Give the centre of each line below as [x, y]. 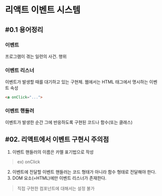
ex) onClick [28, 162]
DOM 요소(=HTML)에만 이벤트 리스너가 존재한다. [59, 178]
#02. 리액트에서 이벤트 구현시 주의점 [57, 139]
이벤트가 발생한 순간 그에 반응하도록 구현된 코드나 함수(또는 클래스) [69, 122]
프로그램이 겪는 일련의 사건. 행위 [36, 56]
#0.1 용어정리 [24, 30]
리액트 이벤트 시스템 [43, 10]
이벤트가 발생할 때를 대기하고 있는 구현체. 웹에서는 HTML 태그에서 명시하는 [77, 82]
